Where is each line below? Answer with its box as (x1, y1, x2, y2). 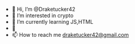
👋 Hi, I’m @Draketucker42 (11, 6, 76, 12)
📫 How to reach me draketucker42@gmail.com (11, 32, 129, 38)
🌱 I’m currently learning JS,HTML (11, 18, 93, 25)
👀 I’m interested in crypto (11, 12, 74, 19)
